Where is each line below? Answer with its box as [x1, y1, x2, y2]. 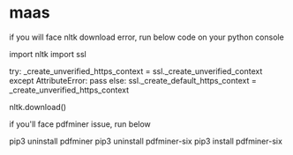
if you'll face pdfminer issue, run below [9, 118, 152, 129]
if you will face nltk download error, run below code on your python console [9, 32, 284, 42]
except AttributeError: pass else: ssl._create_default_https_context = [9, 75, 258, 85]
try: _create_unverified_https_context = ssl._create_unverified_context [9, 65, 263, 77]
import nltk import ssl [9, 48, 86, 59]
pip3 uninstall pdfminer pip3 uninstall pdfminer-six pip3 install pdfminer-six [9, 136, 282, 146]
